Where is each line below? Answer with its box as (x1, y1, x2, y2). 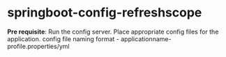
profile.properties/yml (7, 42, 70, 50)
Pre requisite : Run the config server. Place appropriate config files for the (7, 27, 219, 36)
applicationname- (121, 34, 172, 43)
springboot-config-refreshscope (7, 5, 202, 21)
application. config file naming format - (7, 34, 120, 43)
